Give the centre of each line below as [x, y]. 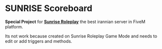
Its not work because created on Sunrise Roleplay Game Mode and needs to [81, 36]
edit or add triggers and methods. [39, 41]
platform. [14, 26]
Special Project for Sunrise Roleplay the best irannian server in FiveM [75, 22]
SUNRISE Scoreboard [49, 8]
